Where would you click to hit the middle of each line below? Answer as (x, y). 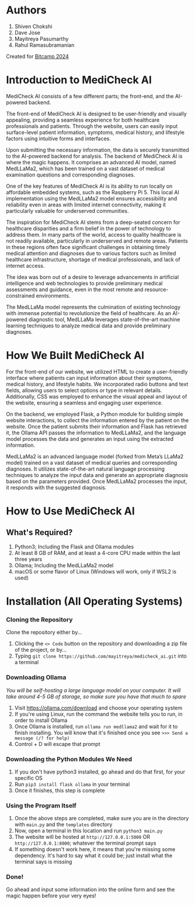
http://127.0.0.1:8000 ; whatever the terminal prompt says (85, 843)
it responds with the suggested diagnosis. (56, 487)
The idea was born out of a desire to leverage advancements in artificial (93, 277)
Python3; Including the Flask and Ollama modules (74, 547)
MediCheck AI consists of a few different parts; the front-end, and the (90, 96)
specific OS (28, 778)
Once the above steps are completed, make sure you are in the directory (102, 818)
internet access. (25, 265)
